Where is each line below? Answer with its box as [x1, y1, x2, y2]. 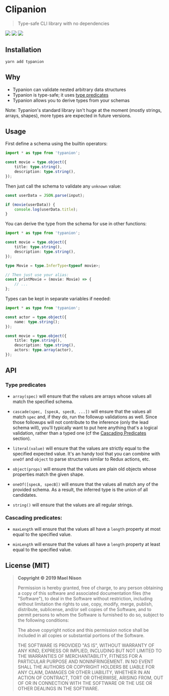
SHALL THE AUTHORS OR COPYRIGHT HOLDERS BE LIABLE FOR [17, 663, 155, 670]
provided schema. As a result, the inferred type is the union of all [12, 487, 148, 493]
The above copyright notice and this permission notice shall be [17, 627, 149, 633]
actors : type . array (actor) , [14, 347, 73, 353]
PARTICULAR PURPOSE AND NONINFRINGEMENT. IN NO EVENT [17, 658, 154, 664]
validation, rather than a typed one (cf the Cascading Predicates [12, 430, 147, 436]
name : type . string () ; [14, 319, 60, 324]
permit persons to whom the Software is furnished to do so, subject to [17, 612, 164, 618]
